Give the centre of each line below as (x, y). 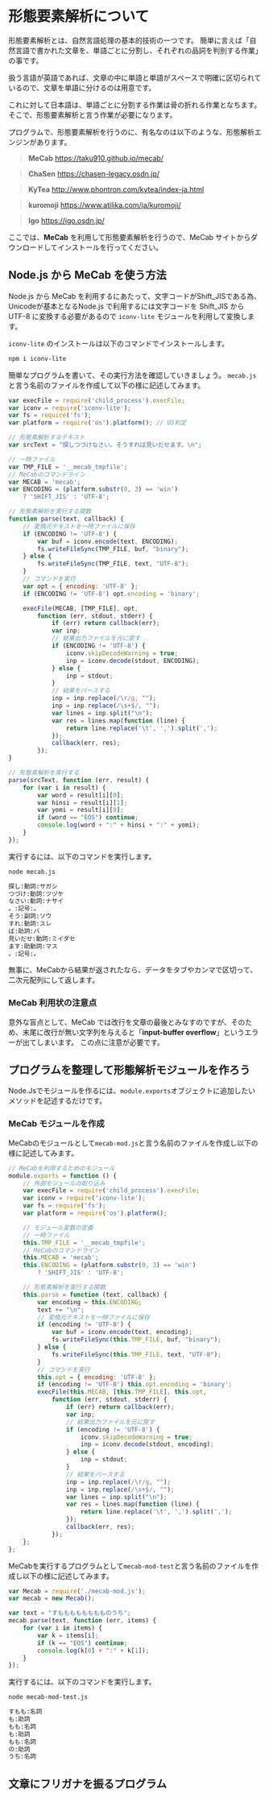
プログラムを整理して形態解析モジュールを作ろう (130, 1070)
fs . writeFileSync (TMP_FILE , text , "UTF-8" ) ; (113, 564)
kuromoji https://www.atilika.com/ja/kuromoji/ (104, 205)
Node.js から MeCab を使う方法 (88, 275)
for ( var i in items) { (63, 1628)
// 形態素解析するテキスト (47, 437)
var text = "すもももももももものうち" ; (70, 1613)
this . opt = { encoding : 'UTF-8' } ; (97, 1377)
